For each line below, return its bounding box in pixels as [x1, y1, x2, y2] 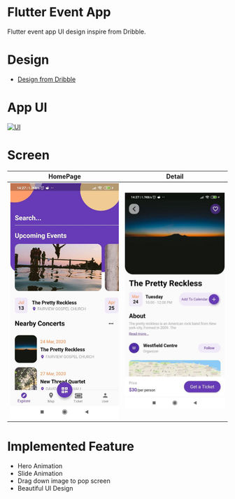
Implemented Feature [7, 438, 134, 454]
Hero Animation [17, 461, 63, 470]
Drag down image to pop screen [17, 477, 111, 485]
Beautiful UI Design [17, 484, 73, 492]
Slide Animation [17, 469, 63, 477]
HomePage [48, 172, 82, 181]
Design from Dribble [17, 75, 76, 83]
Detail [166, 172, 184, 181]
